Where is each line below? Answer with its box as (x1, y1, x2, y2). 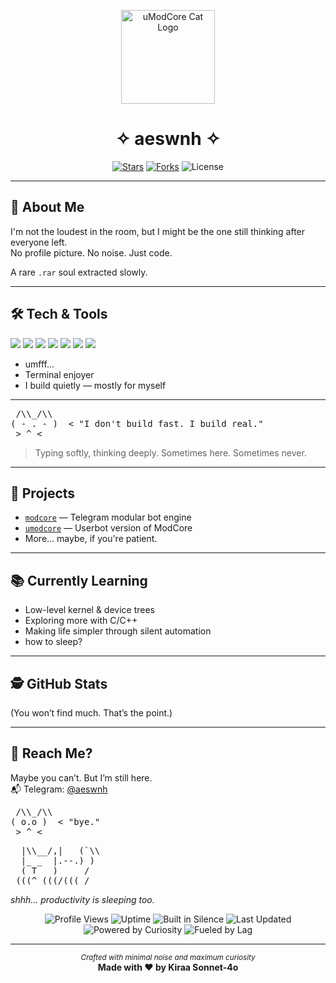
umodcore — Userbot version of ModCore (24, 522, 193, 534)
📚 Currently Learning (10, 572, 148, 589)
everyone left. (10, 236, 68, 248)
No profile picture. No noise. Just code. (10, 246, 173, 259)
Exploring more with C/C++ (24, 615, 138, 627)
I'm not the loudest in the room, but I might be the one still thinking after (10, 225, 306, 237)
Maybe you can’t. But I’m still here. (10, 771, 153, 784)
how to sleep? (24, 636, 83, 648)
